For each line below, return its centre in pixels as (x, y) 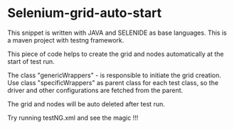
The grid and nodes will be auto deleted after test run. (86, 103)
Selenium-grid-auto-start (85, 13)
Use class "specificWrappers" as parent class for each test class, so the (113, 82)
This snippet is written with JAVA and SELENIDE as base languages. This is (117, 33)
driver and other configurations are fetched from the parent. (95, 90)
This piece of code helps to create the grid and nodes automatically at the (116, 54)
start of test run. (31, 61)
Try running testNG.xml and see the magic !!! (73, 118)
